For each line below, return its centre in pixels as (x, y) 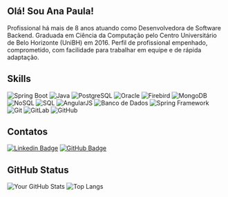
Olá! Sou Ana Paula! (51, 11)
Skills (19, 79)
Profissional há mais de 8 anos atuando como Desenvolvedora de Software (114, 28)
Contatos (28, 132)
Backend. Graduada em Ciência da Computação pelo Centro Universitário (112, 35)
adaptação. (23, 57)
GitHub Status (38, 170)
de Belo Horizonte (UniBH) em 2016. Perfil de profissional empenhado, (107, 42)
